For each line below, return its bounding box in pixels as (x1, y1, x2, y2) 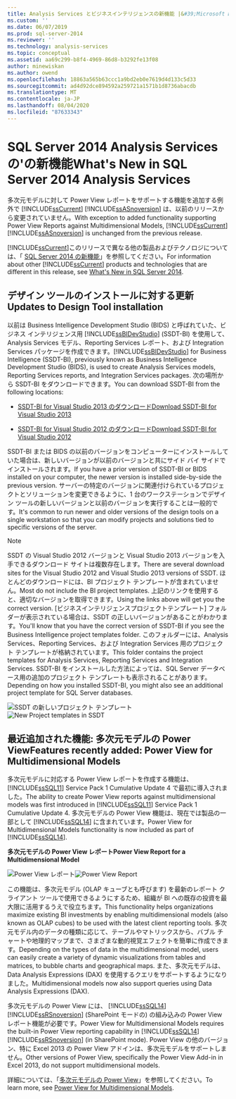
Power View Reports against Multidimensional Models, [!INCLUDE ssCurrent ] (7, 221, 228, 230)
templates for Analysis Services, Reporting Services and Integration (7, 656, 203, 664)
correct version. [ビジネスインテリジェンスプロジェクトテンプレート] (7, 604, 207, 612)
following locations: (7, 387, 64, 396)
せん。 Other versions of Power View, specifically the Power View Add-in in (7, 1053, 223, 1062)
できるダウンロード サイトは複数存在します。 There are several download (13, 559, 225, 568)
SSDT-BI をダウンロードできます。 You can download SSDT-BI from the (15, 380, 221, 388)
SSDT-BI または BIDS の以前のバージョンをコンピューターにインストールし (7, 447, 223, 455)
